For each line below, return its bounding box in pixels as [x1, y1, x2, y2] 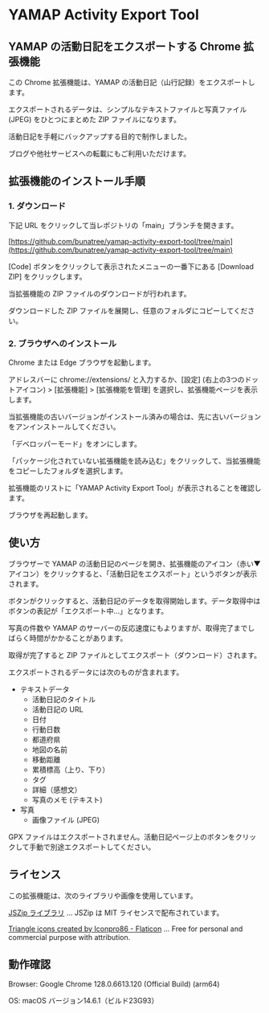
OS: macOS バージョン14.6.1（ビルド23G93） [8, 996, 159, 1006]
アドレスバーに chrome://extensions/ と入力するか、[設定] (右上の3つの [8, 374, 245, 384]
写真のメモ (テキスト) [31, 794, 103, 804]
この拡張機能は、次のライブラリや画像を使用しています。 [8, 890, 198, 901]
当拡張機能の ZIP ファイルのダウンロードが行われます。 [8, 288, 191, 298]
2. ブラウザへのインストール [8, 337, 117, 349]
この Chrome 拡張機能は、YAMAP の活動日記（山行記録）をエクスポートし [8, 78, 255, 87]
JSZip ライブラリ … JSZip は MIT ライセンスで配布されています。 [8, 908, 224, 917]
